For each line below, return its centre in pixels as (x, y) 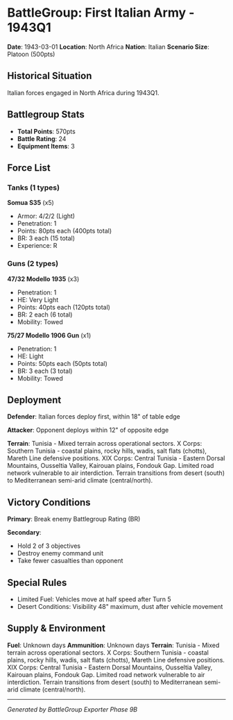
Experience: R (37, 246)
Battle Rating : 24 (42, 139)
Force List (29, 168)
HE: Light (30, 356)
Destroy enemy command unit (60, 553)
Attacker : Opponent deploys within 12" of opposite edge (88, 430)
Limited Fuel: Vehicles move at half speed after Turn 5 (94, 599)
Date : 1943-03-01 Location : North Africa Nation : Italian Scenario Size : (108, 47)
